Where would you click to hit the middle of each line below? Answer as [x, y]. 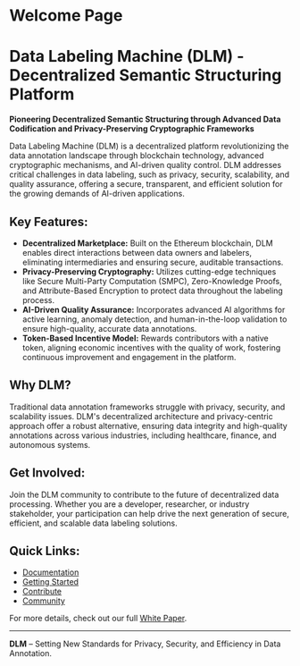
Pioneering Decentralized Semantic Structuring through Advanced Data [145, 119]
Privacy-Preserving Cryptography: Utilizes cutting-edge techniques [149, 271]
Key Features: [49, 221]
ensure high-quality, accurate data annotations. [109, 328]
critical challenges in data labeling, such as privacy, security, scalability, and [150, 174]
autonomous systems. [50, 444]
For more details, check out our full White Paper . [98, 619]
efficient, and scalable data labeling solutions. [94, 523]
